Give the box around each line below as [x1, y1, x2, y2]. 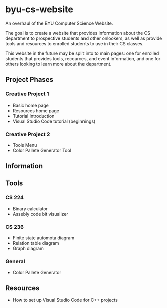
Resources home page [12, 107, 59, 114]
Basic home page [12, 102, 49, 108]
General [5, 258, 25, 265]
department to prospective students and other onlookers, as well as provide [5, 35, 162, 41]
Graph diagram [12, 245, 44, 252]
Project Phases [5, 75, 54, 84]
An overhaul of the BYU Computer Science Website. [5, 20, 113, 26]
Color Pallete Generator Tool [12, 147, 72, 153]
